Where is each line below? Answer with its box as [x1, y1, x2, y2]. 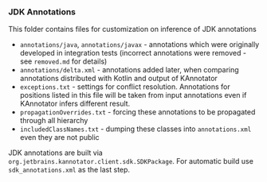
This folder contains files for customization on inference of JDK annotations [8, 25, 257, 34]
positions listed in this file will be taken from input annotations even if [19, 91, 247, 100]
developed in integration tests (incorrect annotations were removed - [19, 48, 247, 58]
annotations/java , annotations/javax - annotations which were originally [19, 40, 260, 49]
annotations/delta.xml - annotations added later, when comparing [19, 65, 239, 75]
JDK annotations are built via [8, 148, 104, 157]
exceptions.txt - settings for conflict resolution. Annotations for [19, 82, 230, 91]
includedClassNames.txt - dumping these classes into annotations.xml [19, 124, 252, 134]
